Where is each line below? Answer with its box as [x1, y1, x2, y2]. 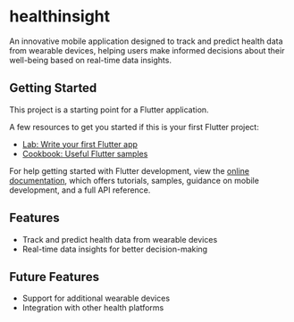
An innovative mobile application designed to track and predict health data [9, 36, 283, 46]
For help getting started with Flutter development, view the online [9, 165, 250, 176]
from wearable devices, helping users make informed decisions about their [9, 45, 285, 55]
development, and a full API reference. [9, 185, 151, 195]
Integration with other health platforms [21, 302, 164, 313]
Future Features [9, 269, 100, 285]
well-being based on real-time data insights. [9, 54, 172, 65]
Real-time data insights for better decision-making [21, 244, 208, 254]
